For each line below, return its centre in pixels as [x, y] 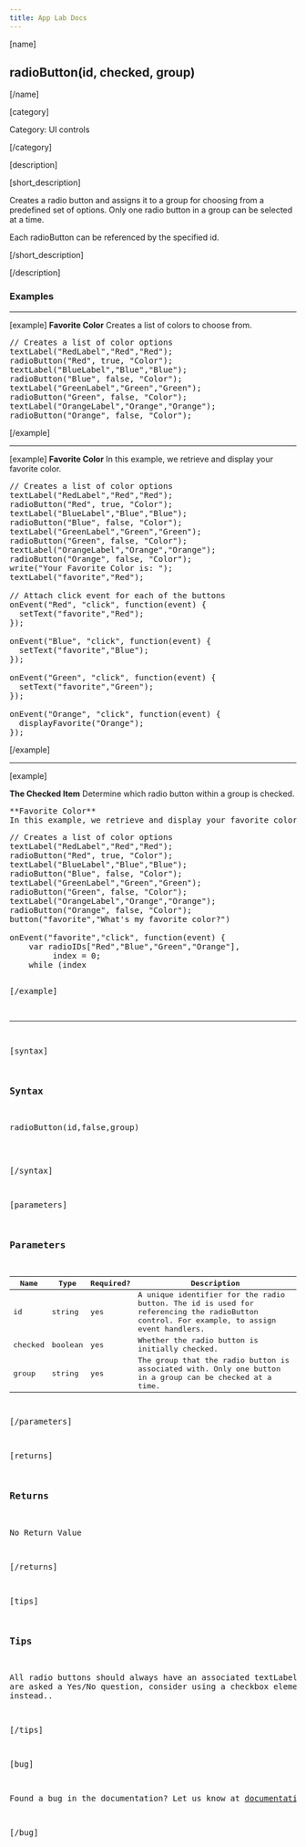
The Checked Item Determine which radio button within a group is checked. [152, 794]
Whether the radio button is [198, 1340]
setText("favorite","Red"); [82, 613]
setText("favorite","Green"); [86, 686]
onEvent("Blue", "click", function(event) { [111, 641]
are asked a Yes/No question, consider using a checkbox [139, 1687]
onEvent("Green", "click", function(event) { [113, 677]
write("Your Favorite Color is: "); [91, 568]
